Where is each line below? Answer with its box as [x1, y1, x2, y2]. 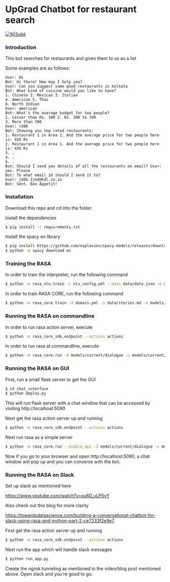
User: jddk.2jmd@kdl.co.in [5, 177, 62, 182]
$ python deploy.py [5, 391, 47, 396]
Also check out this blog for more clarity [5, 502, 89, 508]
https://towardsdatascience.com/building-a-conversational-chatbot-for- [5, 512, 156, 519]
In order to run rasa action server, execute [5, 324, 93, 330]
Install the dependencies [5, 215, 57, 221]
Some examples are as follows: [5, 65, 70, 72]
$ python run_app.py [5, 557, 49, 562]
